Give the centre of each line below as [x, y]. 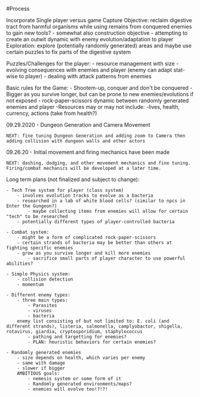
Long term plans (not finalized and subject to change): [73, 179]
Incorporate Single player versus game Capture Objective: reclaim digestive [99, 20]
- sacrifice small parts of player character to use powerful [107, 258]
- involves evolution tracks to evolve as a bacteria [85, 196]
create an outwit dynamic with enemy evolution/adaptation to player [90, 39]
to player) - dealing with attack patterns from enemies [85, 76]
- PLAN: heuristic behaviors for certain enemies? [92, 342]
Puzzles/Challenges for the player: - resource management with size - [93, 63]
